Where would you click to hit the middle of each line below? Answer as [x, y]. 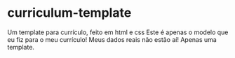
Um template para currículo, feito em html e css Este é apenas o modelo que [118, 32]
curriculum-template [69, 13]
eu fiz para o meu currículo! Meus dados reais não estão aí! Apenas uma [112, 39]
